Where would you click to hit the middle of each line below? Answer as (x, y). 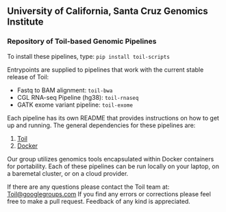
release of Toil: (28, 77)
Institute (25, 22)
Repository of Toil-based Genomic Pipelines (82, 42)
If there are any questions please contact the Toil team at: (88, 187)
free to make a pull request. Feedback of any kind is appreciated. (99, 201)
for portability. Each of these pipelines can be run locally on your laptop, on (113, 166)
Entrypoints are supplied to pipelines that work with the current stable (105, 69)
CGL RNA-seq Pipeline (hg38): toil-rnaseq (78, 97)
